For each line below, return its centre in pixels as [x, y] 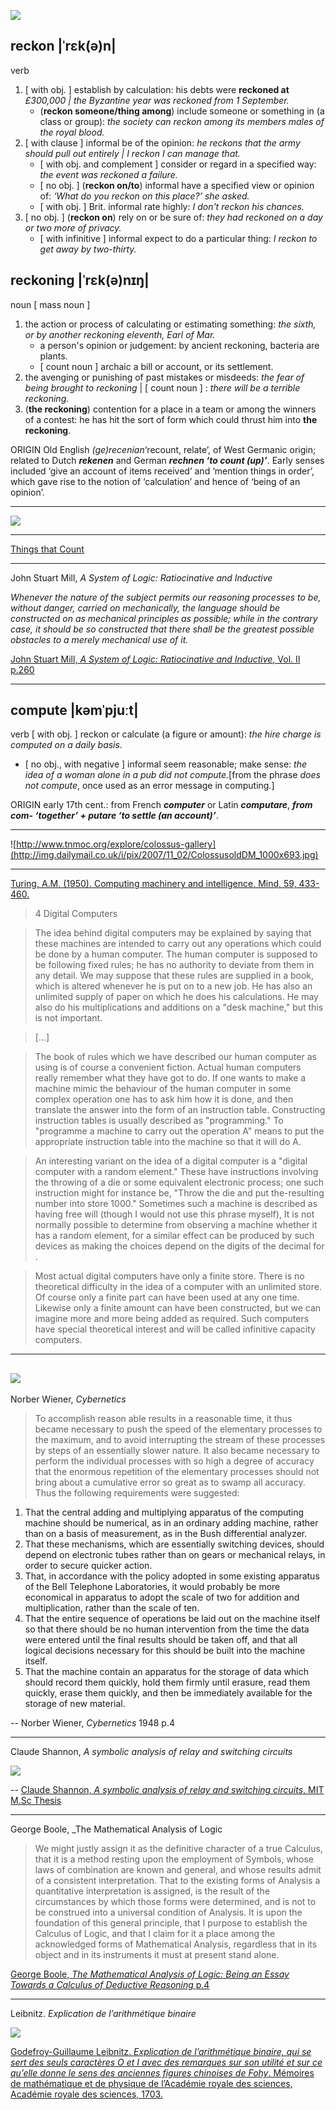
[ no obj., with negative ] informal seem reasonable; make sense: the [166, 764]
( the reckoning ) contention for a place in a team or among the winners [170, 409]
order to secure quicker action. [88, 1566]
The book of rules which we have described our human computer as [175, 1057]
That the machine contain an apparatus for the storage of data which [166, 1672]
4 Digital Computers [76, 914]
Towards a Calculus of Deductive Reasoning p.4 [110, 1985]
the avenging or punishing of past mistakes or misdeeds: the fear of [164, 377]
